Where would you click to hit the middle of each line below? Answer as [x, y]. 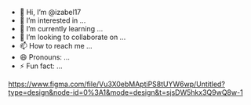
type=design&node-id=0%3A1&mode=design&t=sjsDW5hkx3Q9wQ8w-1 [125, 92]
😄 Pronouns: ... [45, 57]
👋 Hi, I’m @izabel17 [50, 12]
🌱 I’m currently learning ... [61, 29]
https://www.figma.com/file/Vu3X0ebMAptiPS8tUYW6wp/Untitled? [117, 84]
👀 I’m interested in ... [53, 20]
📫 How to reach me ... [56, 46]
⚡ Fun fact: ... [41, 66]
